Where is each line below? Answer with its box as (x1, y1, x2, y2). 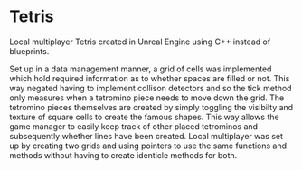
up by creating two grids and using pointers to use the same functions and (9, 140, 288, 151)
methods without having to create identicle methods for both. (9, 149, 238, 160)
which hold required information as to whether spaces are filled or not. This (9, 72, 290, 83)
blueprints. (9, 45, 50, 56)
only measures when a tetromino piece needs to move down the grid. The (9, 92, 285, 103)
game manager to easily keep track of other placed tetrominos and (9, 120, 259, 132)
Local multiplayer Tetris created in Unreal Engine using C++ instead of (9, 36, 271, 47)
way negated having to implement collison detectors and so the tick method (9, 82, 292, 93)
